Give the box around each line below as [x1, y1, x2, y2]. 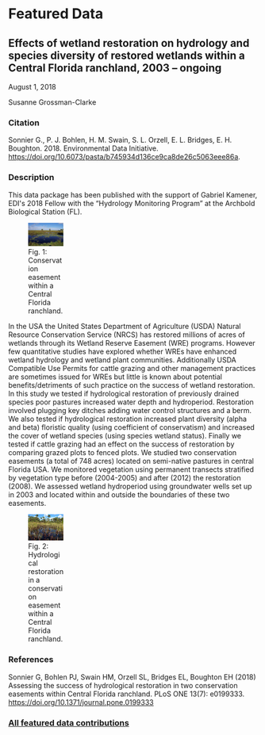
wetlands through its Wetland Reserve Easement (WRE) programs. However [8, 339, 255, 347]
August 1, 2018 [8, 82, 57, 91]
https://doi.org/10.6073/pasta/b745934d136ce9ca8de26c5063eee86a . [8, 152, 240, 162]
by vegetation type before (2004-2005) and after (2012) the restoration [8, 473, 241, 482]
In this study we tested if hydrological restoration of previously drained [8, 389, 240, 398]
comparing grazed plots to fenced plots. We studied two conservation [8, 448, 237, 457]
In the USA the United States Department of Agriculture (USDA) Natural [8, 322, 241, 331]
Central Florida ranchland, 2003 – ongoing [8, 61, 222, 75]
